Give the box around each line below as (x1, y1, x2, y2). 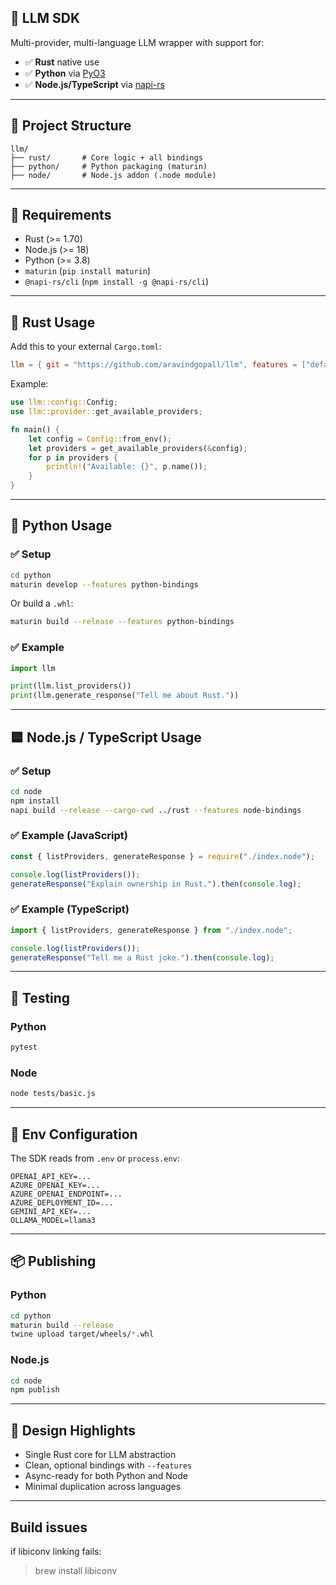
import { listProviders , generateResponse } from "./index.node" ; (10, 925, 293, 935)
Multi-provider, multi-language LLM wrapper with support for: (10, 36, 265, 48)
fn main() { (10, 424, 60, 435)
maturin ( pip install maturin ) (24, 265, 152, 277)
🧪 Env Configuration (10, 1126, 138, 1143)
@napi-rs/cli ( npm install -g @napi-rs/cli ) (24, 276, 210, 288)
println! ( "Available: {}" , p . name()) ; (46, 462, 208, 472)
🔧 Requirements (10, 207, 112, 224)
